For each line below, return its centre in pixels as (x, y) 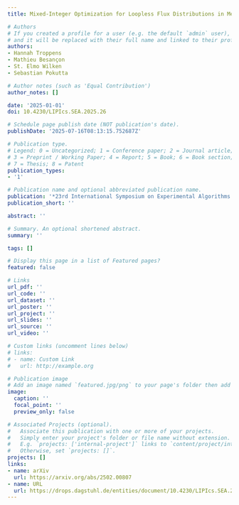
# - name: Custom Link (41, 359)
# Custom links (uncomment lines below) (68, 346)
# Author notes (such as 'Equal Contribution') (79, 86)
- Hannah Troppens (34, 53)
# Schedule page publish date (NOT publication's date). (94, 125)
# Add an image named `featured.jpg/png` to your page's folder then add (119, 385)
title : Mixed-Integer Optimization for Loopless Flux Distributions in (116, 14)
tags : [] (20, 248)
